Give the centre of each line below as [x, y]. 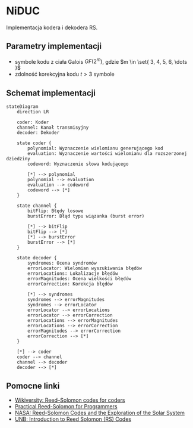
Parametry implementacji [54, 46]
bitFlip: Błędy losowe [56, 211]
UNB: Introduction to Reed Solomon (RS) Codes [73, 419]
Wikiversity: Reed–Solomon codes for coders [70, 400]
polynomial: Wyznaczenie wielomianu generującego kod [95, 148]
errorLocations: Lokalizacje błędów [73, 274]
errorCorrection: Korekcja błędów [70, 284]
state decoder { [37, 258]
